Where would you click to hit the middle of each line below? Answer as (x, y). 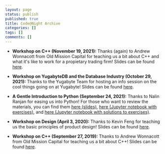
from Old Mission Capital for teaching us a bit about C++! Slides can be (84, 141)
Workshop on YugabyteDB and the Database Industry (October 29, (82, 76)
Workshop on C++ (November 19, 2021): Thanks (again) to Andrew (81, 51)
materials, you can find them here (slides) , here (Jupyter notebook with (84, 107)
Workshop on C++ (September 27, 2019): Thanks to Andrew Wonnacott (86, 136)
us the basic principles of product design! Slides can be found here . (81, 126)
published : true (22, 19)
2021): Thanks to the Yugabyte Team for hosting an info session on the (84, 81)
